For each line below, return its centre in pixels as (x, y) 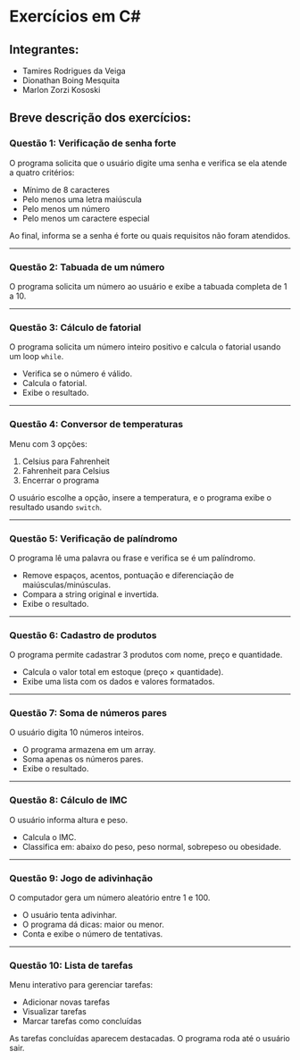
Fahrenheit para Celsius (66, 470)
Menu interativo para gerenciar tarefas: (81, 985)
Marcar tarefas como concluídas (82, 1022)
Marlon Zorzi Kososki (61, 90)
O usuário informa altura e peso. (68, 820)
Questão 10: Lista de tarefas (71, 965)
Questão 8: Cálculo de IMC (68, 800)
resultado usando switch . (56, 507)
